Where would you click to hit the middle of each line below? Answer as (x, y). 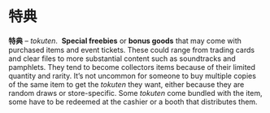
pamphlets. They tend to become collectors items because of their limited (132, 67)
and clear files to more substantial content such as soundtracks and (122, 59)
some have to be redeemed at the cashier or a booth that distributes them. (133, 102)
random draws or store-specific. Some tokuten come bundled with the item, (135, 93)
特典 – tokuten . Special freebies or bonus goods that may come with (125, 41)
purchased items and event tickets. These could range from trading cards (131, 50)
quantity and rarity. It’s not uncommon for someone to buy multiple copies (132, 76)
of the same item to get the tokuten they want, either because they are (126, 84)
